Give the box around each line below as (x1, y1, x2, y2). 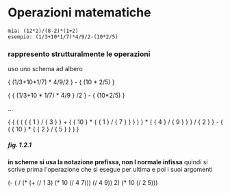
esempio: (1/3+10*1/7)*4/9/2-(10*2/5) (8, 33, 118, 40)
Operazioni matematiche (8, 5, 151, 21)
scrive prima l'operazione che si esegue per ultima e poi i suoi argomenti (8, 166, 213, 174)
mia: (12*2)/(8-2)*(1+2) (8, 27, 79, 34)
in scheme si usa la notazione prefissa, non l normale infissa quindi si (8, 158, 208, 166)
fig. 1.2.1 (8, 140, 32, 149)
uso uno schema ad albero (8, 65, 83, 73)
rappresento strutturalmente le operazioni (8, 49, 151, 59)
